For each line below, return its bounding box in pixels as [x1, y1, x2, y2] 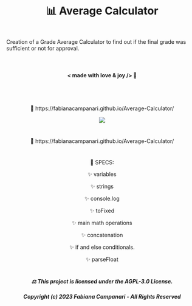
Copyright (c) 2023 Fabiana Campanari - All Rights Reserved [23, 293, 181, 300]
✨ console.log [84, 195, 120, 203]
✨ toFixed [89, 207, 114, 215]
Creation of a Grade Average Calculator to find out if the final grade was [6, 38, 187, 46]
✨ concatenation [81, 231, 123, 239]
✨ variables [87, 170, 117, 178]
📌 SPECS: [90, 159, 114, 166]
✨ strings [90, 183, 114, 190]
